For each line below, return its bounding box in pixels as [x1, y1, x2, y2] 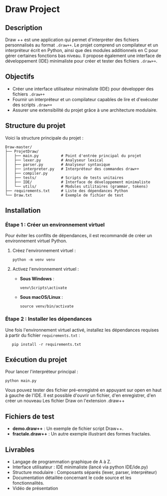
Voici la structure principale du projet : [5, 135, 84, 141]
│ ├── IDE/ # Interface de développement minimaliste [5, 179, 151, 185]
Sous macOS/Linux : [19, 294, 63, 300]
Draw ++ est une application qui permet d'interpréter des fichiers [5, 37, 139, 43]
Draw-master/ [5, 144, 32, 150]
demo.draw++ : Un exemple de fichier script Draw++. [12, 425, 124, 431]
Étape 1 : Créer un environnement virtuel [5, 221, 105, 228]
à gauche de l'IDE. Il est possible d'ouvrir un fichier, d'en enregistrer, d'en [5, 392, 156, 398]
